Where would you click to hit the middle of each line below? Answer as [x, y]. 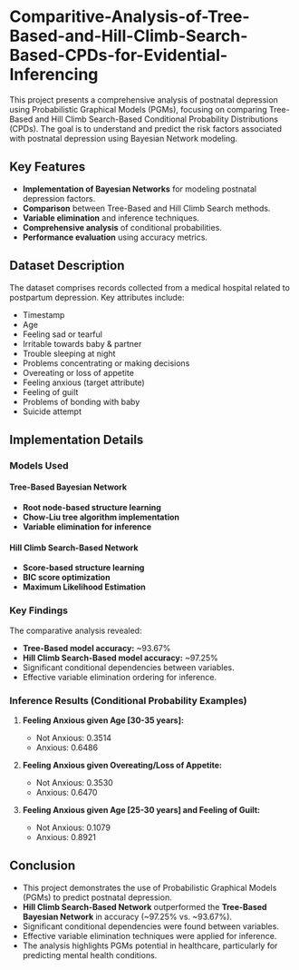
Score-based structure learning [83, 568]
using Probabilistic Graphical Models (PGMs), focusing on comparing [138, 109]
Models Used [39, 465]
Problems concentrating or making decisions [106, 363]
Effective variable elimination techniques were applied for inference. [149, 935]
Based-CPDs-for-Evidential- [119, 55]
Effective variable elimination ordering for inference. [120, 677]
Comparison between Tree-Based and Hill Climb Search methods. [146, 208]
